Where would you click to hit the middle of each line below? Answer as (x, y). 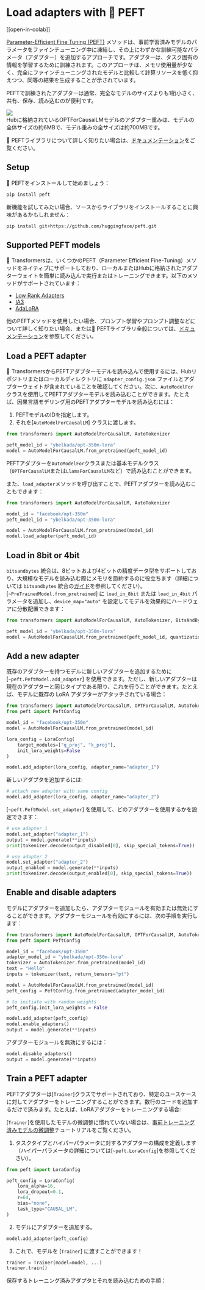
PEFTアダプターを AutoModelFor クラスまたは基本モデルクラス (83, 463)
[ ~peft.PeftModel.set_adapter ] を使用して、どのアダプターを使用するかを (99, 809)
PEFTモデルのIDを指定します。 (54, 415)
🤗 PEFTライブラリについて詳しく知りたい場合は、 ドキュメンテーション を (98, 140)
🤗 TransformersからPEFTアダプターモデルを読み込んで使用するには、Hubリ (102, 371)
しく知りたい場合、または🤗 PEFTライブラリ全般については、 (103, 329)
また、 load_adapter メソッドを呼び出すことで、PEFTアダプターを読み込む (99, 484)
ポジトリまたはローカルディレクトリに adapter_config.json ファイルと (95, 379)
